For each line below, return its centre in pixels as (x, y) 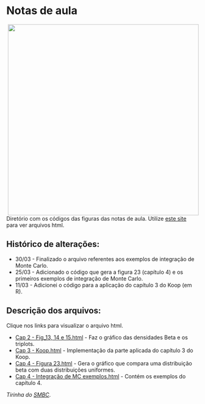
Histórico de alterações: (53, 244)
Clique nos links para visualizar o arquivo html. (65, 325)
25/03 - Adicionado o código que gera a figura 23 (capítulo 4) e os (99, 272)
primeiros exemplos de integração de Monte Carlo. (79, 278)
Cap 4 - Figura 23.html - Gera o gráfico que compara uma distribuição (103, 363)
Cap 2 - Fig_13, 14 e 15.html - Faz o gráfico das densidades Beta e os (101, 337)
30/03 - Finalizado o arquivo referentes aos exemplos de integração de (105, 259)
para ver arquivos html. (35, 225)
